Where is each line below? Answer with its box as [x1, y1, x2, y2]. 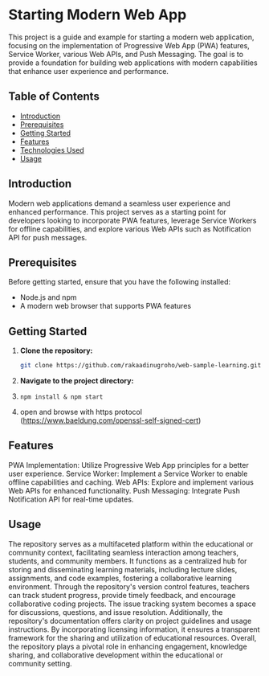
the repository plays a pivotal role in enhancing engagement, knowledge [8, 641, 247, 651]
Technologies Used [19, 145, 84, 154]
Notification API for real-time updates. [8, 494, 134, 504]
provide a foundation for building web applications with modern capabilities [8, 58, 259, 68]
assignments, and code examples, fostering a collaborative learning [8, 573, 233, 583]
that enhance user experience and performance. [8, 66, 169, 76]
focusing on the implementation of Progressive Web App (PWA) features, [8, 40, 251, 50]
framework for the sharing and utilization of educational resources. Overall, [8, 633, 257, 642]
